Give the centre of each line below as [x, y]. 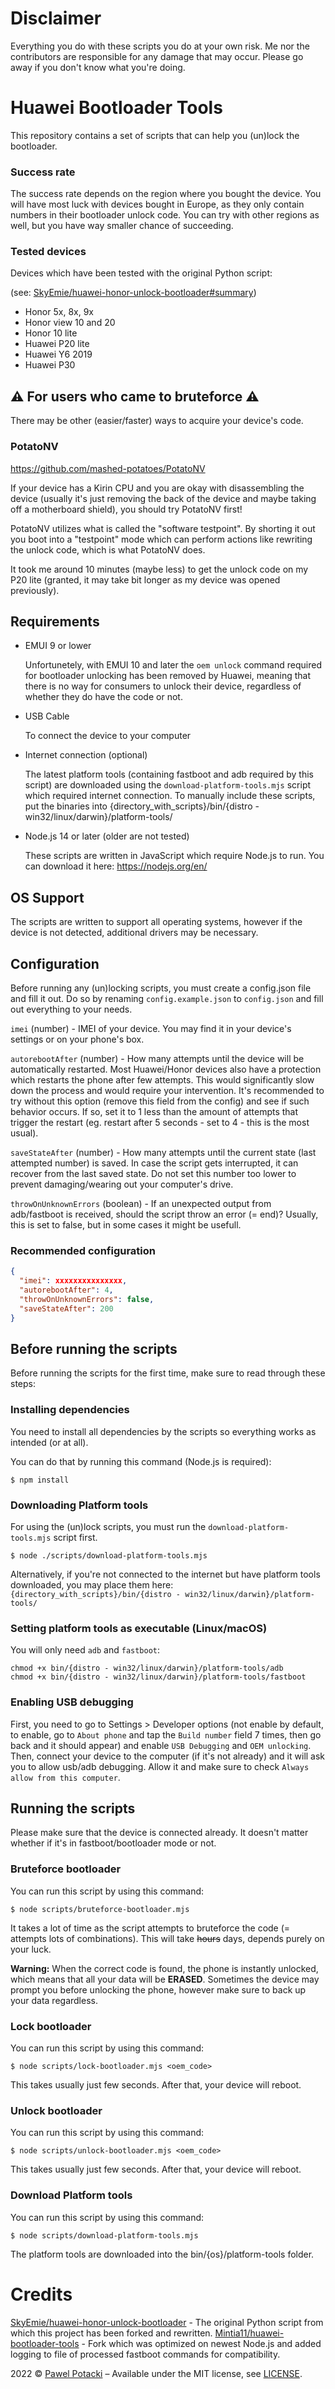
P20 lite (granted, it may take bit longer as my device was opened [145, 579]
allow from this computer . [65, 1777]
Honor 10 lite [51, 333]
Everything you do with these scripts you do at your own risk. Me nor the [160, 46]
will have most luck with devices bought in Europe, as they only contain [157, 204]
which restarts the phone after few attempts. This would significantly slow [162, 1080]
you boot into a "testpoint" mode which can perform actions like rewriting [161, 539]
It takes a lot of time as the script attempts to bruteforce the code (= [150, 1928]
